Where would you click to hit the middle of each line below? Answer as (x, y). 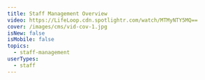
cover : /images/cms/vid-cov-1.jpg (58, 26)
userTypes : (23, 59)
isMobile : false (31, 40)
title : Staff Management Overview (58, 14)
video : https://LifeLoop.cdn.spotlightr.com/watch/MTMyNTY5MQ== (102, 20)
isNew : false (26, 33)
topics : (18, 46)
